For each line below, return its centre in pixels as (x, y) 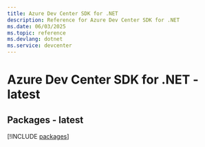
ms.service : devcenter (40, 46)
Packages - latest (45, 120)
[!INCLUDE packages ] (38, 136)
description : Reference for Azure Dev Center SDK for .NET (94, 20)
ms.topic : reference (37, 33)
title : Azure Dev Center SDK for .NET (63, 13)
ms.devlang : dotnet (35, 39)
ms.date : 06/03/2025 (37, 26)
